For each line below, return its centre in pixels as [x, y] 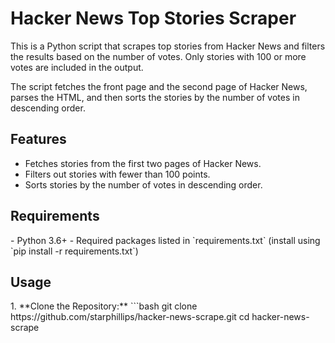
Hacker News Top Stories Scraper [153, 18]
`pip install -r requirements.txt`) [74, 251]
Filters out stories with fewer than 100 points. [117, 174]
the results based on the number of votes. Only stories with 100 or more [158, 56]
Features [38, 139]
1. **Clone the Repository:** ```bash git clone [104, 306]
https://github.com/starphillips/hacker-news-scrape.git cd [130, 317]
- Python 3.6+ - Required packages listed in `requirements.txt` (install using [165, 240]
